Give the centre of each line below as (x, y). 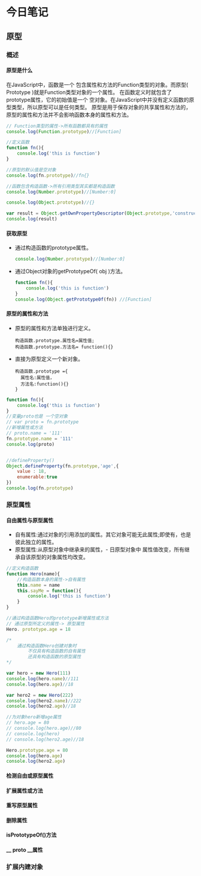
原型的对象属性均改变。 (60, 557)
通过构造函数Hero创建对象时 (47, 646)
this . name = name (39, 585)
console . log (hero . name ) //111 (42, 679)
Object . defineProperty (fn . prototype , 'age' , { (63, 466)
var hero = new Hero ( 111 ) (38, 673)
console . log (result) (32, 219)
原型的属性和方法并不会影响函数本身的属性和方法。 (69, 114)
